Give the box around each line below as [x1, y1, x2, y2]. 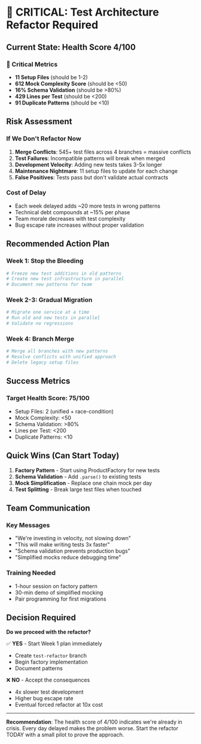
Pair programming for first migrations [14, 595, 106, 602]
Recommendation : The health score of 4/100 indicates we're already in [6, 718, 182, 725]
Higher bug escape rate [14, 695, 74, 702]
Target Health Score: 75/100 [6, 394, 90, 403]
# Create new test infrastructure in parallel [6, 276, 124, 282]
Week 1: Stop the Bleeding [6, 257, 84, 265]
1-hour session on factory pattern [14, 582, 98, 590]
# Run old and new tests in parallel [6, 315, 100, 321]
